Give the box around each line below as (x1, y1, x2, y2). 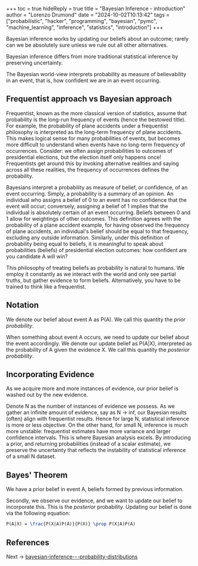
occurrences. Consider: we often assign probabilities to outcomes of (6, 147, 173, 154)
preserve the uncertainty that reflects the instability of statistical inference (6, 447, 186, 454)
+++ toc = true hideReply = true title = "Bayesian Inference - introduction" (6, 5, 186, 12)
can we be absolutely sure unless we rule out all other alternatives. (6, 41, 169, 48)
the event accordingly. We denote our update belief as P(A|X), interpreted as (6, 339, 192, 347)
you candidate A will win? (6, 253, 68, 260)
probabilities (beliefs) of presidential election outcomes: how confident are (6, 246, 187, 253)
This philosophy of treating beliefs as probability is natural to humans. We (6, 264, 184, 271)
